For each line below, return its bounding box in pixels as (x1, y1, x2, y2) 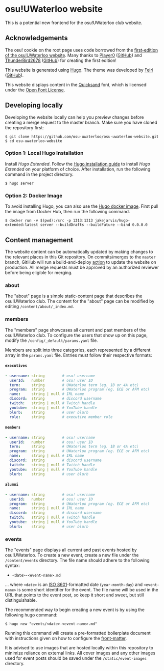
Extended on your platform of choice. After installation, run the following (5, 166, 151, 172)
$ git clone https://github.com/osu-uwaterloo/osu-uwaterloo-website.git (5, 134, 159, 139)
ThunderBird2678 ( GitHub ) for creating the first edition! (5, 57, 117, 63)
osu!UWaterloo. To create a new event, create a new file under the (5, 552, 139, 558)
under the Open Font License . (5, 87, 65, 93)
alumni (5, 482, 19, 487)
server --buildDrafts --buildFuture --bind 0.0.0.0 (40, 223, 148, 227)
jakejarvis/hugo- (94, 218, 131, 223)
